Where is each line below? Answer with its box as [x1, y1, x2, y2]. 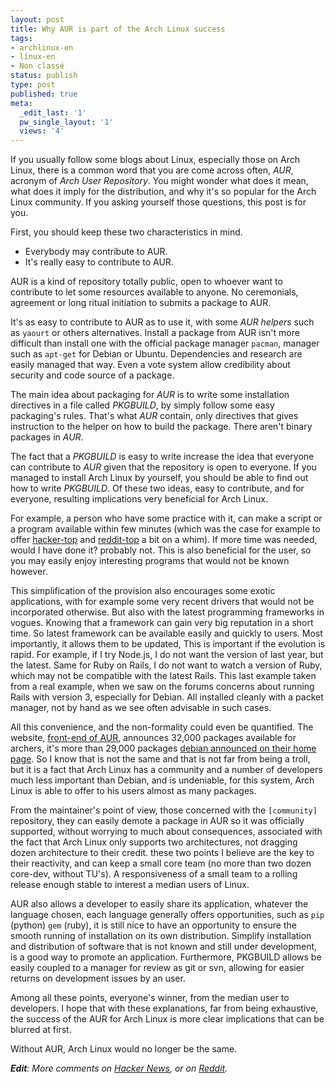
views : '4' [19, 126, 65, 136]
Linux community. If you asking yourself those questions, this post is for [10, 196, 307, 208]
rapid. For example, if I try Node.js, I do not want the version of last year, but [10, 649, 324, 661]
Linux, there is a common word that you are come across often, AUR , [10, 164, 294, 176]
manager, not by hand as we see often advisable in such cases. [10, 702, 272, 714]
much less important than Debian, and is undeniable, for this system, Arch [10, 774, 315, 786]
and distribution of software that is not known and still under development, [10, 941, 318, 953]
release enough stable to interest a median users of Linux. [10, 879, 250, 891]
